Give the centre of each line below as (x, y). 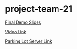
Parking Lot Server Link (29, 41)
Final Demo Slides (23, 22)
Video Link (16, 32)
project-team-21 (39, 9)
